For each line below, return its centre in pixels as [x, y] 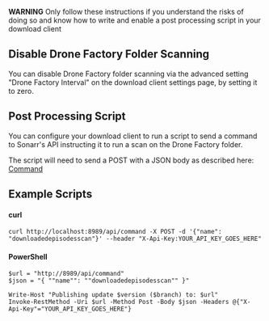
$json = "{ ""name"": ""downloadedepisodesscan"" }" [99, 281]
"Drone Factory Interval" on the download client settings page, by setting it [133, 82]
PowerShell [28, 256]
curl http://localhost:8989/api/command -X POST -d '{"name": [115, 232]
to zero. [21, 91]
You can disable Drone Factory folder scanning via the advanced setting [128, 74]
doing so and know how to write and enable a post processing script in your [134, 20]
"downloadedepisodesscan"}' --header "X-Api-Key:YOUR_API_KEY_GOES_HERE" [135, 239]
